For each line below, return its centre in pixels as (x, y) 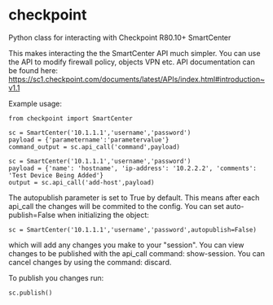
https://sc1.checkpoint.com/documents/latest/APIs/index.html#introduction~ (136, 79)
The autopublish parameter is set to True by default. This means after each (134, 198)
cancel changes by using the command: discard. (90, 262)
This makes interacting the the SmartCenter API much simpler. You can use (134, 53)
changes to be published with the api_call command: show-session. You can (136, 253)
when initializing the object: (103, 215)
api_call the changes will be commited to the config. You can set (116, 206)
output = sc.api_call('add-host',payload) (81, 182)
